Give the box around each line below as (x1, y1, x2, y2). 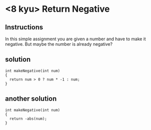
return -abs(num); (9, 116, 48, 121)
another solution (5, 95, 57, 103)
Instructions (5, 23, 43, 31)
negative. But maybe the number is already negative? (5, 41, 113, 47)
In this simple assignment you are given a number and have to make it (5, 36, 146, 42)
